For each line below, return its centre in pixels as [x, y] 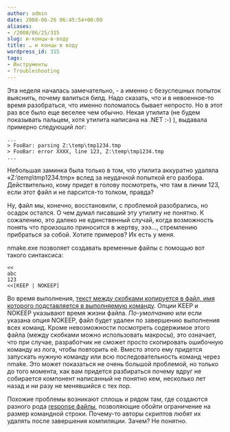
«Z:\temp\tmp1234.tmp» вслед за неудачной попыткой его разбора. [106, 177]
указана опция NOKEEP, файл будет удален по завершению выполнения [113, 320]
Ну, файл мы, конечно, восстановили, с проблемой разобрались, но [107, 205]
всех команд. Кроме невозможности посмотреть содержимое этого [109, 327]
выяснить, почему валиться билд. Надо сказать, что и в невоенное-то [111, 97]
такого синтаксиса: [35, 255]
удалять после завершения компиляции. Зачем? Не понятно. [97, 421]
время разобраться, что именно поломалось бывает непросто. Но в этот [115, 105]
